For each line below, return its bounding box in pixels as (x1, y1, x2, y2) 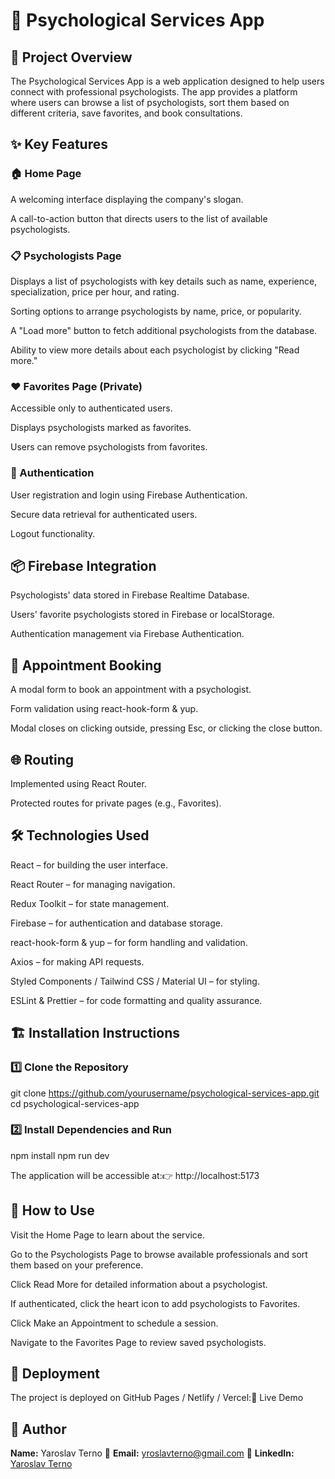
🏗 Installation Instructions (10, 1025, 181, 1042)
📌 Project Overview (10, 49, 133, 66)
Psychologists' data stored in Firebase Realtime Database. (10, 589, 250, 601)
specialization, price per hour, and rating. (10, 285, 180, 298)
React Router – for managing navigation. (10, 878, 176, 890)
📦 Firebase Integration (10, 557, 157, 574)
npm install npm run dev (10, 1149, 110, 1161)
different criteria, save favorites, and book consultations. (10, 107, 243, 119)
